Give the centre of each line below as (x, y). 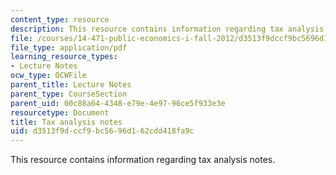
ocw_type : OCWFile (48, 76)
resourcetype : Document (60, 112)
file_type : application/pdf (69, 47)
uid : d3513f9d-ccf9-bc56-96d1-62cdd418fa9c (102, 131)
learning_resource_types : (64, 57)
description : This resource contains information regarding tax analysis (167, 29)
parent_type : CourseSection (69, 94)
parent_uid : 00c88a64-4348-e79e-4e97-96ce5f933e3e (118, 103)
